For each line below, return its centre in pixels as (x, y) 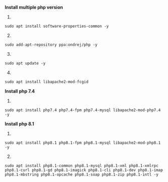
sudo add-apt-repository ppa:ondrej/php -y (51, 45)
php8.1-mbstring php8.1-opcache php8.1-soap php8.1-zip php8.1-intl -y (81, 174)
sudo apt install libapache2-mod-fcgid (47, 82)
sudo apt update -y (25, 63)
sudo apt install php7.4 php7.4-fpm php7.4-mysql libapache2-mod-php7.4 (83, 110)
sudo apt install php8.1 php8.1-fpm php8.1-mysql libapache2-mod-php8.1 (83, 143)
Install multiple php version (34, 7)
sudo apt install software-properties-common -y (57, 26)
